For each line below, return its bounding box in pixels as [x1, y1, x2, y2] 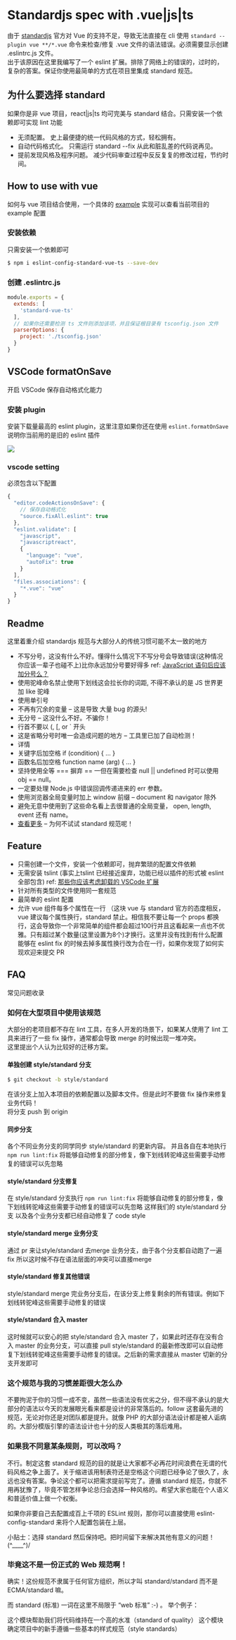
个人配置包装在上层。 [67, 1517, 130, 1526]
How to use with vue [7, 180, 98, 192]
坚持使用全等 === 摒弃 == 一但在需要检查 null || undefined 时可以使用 [17, 767, 219, 775]
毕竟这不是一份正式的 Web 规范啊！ [7, 1560, 128, 1570]
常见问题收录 [7, 988, 44, 997]
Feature [7, 840, 42, 852]
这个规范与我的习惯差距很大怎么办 [7, 1378, 123, 1388]
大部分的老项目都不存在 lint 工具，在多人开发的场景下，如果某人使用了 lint [7, 1025, 221, 1033]
